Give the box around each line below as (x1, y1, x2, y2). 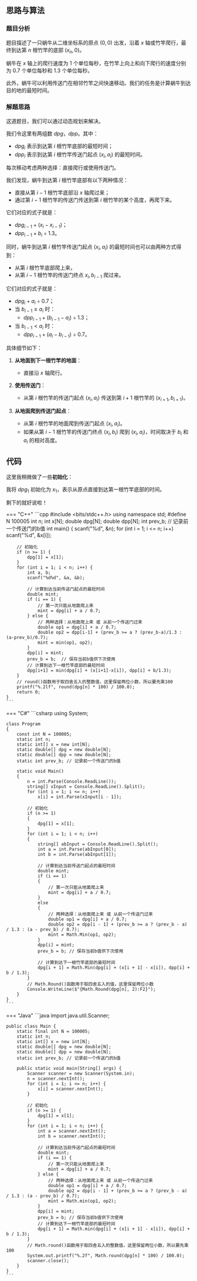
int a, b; (27, 570, 51, 576)
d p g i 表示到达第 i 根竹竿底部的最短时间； (14, 142, 113, 151)
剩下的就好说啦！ (6, 499, 47, 506)
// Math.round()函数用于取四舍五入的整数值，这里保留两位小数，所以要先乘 (27, 1242, 189, 1249)
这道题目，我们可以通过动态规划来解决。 (6, 117, 104, 124)
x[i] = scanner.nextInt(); (37, 1086, 104, 1092)
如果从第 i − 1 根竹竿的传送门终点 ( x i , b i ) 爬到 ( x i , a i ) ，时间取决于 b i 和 (23, 429, 189, 437)
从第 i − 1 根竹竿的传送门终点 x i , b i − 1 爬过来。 (14, 271, 124, 280)
